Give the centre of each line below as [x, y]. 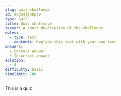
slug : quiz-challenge [28, 10]
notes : [12, 33]
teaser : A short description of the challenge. [55, 28]
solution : [15, 60]
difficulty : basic [24, 70]
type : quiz [16, 19]
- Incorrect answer [30, 56]
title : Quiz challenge [29, 24]
